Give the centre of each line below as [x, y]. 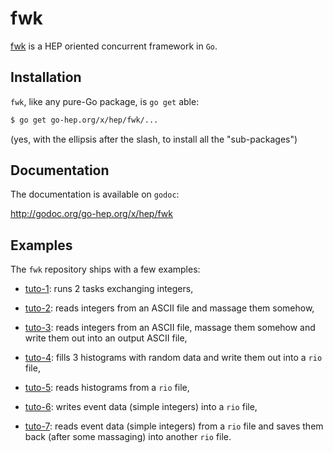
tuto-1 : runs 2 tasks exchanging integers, [109, 289]
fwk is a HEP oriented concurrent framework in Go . [114, 46]
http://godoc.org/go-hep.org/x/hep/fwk [91, 214]
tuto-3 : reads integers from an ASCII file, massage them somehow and [170, 328]
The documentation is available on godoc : [95, 194]
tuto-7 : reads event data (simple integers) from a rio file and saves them [174, 426]
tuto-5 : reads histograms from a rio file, [107, 388]
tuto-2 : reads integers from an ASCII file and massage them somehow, [169, 308]
